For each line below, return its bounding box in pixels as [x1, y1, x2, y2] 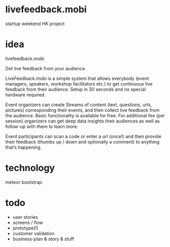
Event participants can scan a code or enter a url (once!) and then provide [5, 133, 161, 139]
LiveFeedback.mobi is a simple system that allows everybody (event [5, 75, 150, 81]
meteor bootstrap [5, 179, 42, 185]
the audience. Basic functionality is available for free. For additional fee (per [5, 112, 165, 118]
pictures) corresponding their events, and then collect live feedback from [5, 107, 160, 113]
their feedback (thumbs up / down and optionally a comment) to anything [5, 138, 160, 145]
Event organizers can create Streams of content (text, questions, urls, [5, 101, 152, 108]
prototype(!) [12, 224, 38, 231]
